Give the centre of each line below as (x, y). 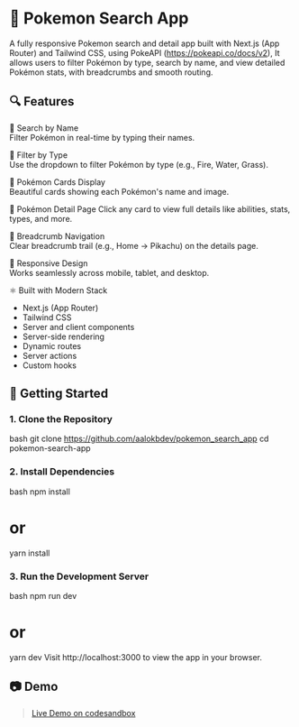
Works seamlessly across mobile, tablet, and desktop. (109, 272)
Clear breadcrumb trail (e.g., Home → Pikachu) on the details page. (134, 245)
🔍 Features (42, 101)
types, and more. (41, 218)
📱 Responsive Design (49, 263)
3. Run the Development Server (79, 576)
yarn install (30, 553)
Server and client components (78, 327)
